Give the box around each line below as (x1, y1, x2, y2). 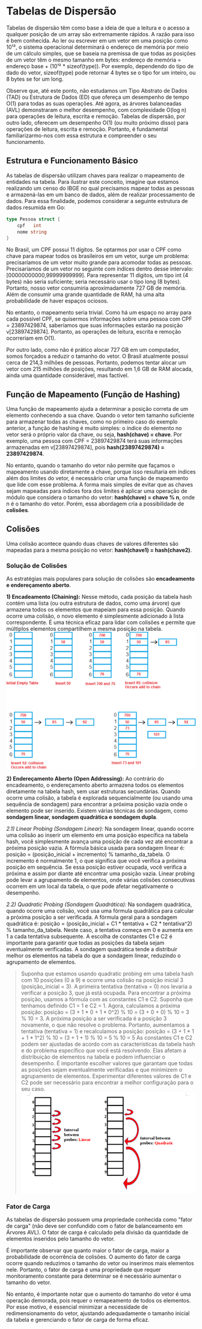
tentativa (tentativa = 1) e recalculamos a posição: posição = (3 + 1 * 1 (20, 1027, 194, 1034)
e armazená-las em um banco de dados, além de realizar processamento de (6, 191, 195, 198)
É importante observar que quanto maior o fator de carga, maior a (6, 1247, 170, 1254)
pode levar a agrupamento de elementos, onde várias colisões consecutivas (6, 876, 195, 883)
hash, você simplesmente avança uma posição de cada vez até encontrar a (6, 837, 194, 845)
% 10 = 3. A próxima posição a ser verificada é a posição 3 (20, 1015, 167, 1022)
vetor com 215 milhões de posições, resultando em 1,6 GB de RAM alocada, (6, 366, 194, 373)
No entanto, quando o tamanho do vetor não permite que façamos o (6, 462, 176, 469)
